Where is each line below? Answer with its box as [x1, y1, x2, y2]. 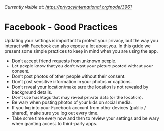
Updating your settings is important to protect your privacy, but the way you [4, 37, 158, 43]
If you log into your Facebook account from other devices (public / [11, 104, 146, 110]
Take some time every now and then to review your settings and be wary [11, 115, 159, 121]
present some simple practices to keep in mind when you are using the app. [4, 48, 158, 54]
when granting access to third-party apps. [11, 120, 98, 126]
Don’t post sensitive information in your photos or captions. [11, 78, 132, 84]
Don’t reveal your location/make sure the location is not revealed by [11, 84, 149, 90]
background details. [11, 89, 53, 95]
